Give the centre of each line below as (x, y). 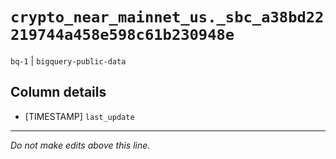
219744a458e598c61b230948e (122, 35)
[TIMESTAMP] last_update (79, 116)
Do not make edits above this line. (80, 145)
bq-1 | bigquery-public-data (68, 60)
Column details (58, 92)
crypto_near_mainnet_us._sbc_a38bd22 (167, 17)
